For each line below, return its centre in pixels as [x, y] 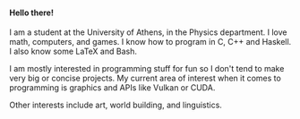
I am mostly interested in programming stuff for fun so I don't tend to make [147, 69]
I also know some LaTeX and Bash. [73, 51]
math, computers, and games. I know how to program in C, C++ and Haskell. [150, 42]
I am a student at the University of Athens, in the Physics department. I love [148, 32]
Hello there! [31, 13]
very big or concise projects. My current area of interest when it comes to [146, 78]
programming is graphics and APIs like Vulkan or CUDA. [112, 88]
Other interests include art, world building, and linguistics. [116, 105]
